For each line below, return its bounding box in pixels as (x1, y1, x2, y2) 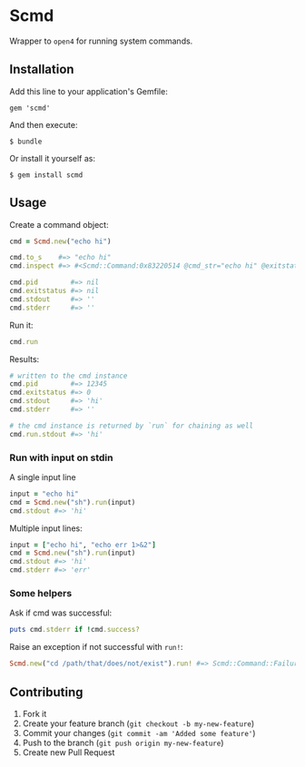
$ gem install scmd (9, 170, 84, 180)
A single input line (9, 471, 76, 482)
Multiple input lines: (9, 523, 84, 534)
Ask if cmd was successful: (9, 607, 113, 618)
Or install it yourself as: (9, 152, 95, 163)
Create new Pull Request (22, 746, 115, 758)
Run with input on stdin (9, 451, 113, 464)
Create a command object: (9, 219, 109, 230)
